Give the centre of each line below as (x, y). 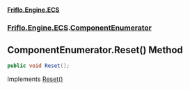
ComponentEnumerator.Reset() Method (95, 49)
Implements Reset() (35, 79)
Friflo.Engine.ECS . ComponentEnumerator (79, 28)
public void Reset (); (39, 66)
